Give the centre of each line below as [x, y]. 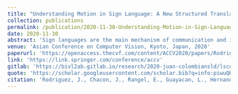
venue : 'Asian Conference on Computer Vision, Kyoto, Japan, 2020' [109, 47]
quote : [17, 73]
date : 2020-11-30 [33, 34]
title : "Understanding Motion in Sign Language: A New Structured [107, 14]
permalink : [23, 27]
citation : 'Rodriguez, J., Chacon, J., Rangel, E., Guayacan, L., [107, 80]
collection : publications [45, 20]
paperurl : [22, 54]
